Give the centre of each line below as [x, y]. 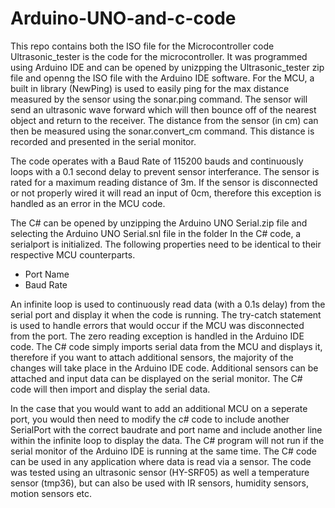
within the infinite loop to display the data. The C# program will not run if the [167, 440]
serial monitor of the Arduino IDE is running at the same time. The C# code [164, 451]
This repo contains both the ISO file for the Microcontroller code [142, 46]
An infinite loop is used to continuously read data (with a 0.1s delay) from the [168, 304]
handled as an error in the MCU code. [88, 203]
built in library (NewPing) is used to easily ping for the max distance [150, 88]
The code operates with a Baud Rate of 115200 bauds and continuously [157, 161]
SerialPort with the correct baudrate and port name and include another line [166, 429]
